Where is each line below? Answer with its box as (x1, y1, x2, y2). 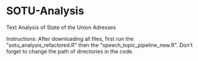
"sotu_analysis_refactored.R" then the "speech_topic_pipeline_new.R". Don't (6, 41, 193, 49)
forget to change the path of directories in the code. (6, 47, 134, 54)
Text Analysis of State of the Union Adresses (6, 24, 116, 31)
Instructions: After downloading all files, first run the (6, 35, 134, 42)
